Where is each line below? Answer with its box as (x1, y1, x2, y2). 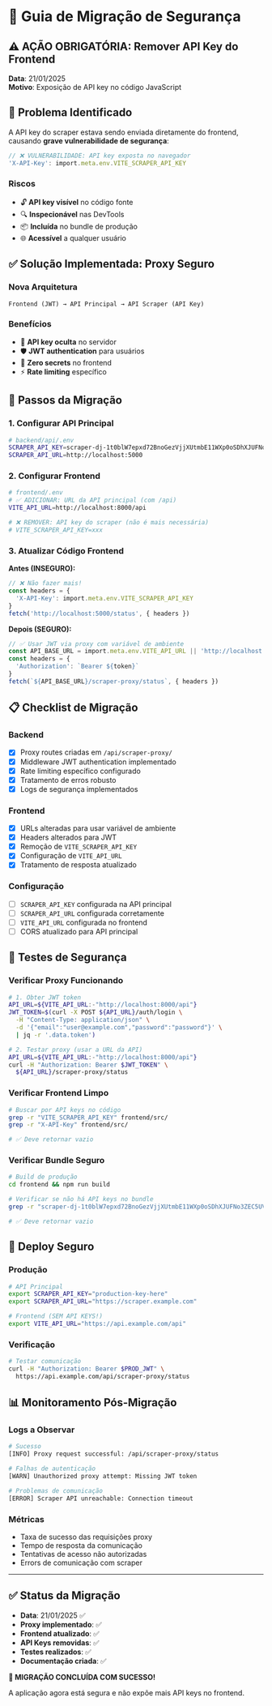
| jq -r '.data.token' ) (15, 1031, 96, 1039)
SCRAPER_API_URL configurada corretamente (19, 908, 164, 918)
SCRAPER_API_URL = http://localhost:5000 (8, 451, 143, 460)
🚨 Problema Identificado (8, 105, 133, 120)
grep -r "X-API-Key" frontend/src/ (8, 1121, 129, 1129)
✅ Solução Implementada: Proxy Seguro (8, 257, 215, 271)
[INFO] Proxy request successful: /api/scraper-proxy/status (8, 1450, 219, 1458)
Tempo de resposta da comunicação (19, 1541, 143, 1550)
